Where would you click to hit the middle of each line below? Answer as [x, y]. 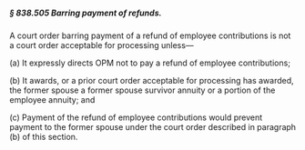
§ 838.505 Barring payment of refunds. [86, 13]
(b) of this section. [44, 136]
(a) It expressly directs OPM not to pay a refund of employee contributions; [150, 63]
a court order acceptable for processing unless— [102, 45]
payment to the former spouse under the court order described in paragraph [153, 126]
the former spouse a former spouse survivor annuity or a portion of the [142, 90]
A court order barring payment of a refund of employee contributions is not [150, 35]
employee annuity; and [52, 99]
